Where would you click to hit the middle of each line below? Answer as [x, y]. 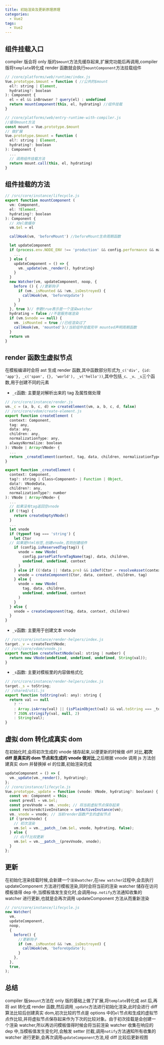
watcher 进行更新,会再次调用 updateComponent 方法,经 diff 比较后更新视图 [77, 1037]
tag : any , [19, 425]
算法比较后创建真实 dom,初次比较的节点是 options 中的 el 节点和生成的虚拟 [79, 1013]
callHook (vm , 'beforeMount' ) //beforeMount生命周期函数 [65, 237]
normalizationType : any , [35, 439]
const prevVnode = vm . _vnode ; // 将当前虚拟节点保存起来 [64, 805]
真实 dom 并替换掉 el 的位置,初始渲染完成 [51, 764]
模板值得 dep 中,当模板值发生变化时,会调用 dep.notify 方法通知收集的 [74, 892]
